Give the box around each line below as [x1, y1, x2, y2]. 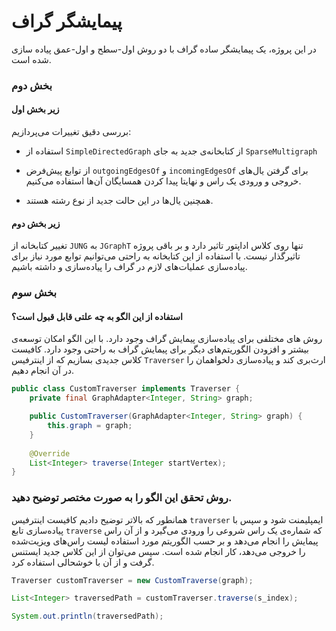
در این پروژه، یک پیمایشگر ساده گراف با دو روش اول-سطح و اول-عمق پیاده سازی [11, 43, 317, 55]
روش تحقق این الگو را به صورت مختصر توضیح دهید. [11, 491, 233, 505]
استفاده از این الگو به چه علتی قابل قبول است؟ [11, 310, 183, 322]
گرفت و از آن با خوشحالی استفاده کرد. [11, 556, 155, 568]
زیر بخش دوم [11, 217, 61, 229]
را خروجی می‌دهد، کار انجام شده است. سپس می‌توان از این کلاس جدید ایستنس [11, 545, 306, 557]
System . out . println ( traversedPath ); [11, 611, 164, 622]
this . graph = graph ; [47, 421, 133, 431]
